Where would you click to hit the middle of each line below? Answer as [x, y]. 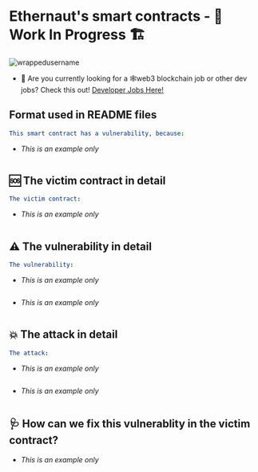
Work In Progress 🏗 [77, 35]
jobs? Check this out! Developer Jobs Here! [92, 89]
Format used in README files [83, 115]
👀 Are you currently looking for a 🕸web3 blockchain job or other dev [134, 78]
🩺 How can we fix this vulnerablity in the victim [130, 424]
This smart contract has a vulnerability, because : [97, 133]
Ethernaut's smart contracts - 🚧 [116, 16]
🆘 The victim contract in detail [87, 181]
